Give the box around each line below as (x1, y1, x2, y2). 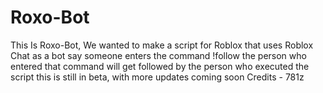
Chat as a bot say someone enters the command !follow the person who (10, 49, 307, 61)
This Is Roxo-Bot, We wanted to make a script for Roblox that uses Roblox (10, 39, 314, 51)
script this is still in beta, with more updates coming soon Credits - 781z (10, 71, 305, 83)
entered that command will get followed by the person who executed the (10, 60, 310, 72)
